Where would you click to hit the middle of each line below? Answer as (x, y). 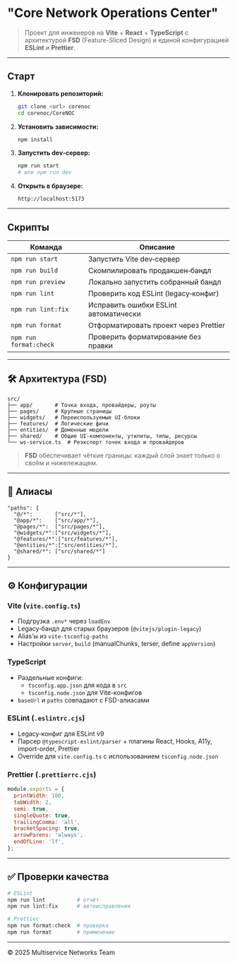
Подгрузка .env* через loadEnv (64, 621)
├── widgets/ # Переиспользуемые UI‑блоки (74, 417)
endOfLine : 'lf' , (39, 842)
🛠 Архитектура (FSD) (57, 379)
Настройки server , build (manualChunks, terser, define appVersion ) (116, 644)
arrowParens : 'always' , (48, 835)
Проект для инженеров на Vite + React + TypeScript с (107, 33)
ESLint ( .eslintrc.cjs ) (46, 718)
